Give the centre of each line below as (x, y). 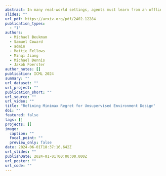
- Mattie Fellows (27, 51)
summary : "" (17, 78)
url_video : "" (20, 102)
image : (12, 129)
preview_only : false (31, 143)
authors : (14, 33)
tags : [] (14, 120)
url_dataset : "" (22, 83)
